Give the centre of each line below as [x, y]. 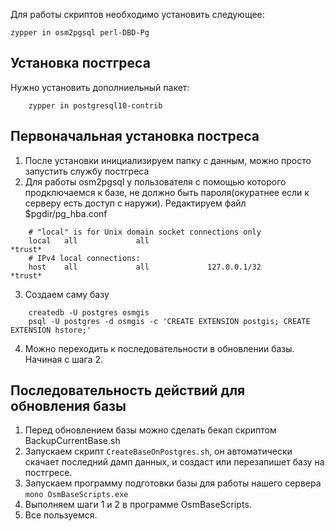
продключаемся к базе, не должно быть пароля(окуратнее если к [167, 192]
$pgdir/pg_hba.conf [66, 213]
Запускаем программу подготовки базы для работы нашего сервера [173, 483]
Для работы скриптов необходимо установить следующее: [137, 14]
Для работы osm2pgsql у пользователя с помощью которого [155, 181]
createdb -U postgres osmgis [89, 312]
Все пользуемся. [61, 515]
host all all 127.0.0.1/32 [145, 267]
